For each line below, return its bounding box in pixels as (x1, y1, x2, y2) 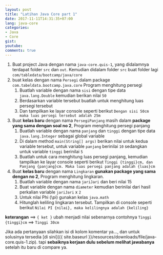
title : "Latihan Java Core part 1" (5, 12, 78, 17)
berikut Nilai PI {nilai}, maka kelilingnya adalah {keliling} (19, 204, 149, 210)
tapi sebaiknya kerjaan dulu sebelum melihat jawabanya (39, 239, 155, 245)
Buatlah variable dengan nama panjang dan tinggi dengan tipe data (19, 128, 156, 134)
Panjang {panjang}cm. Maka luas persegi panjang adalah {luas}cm (19, 164, 155, 169)
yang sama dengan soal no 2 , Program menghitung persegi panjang (12, 122, 150, 128)
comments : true (5, 48, 36, 53)
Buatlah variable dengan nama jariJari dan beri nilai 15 (19, 178, 132, 184)
